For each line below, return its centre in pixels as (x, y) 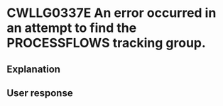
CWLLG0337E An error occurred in (111, 13)
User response (40, 93)
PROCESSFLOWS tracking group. (107, 43)
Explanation (34, 69)
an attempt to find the (72, 28)
